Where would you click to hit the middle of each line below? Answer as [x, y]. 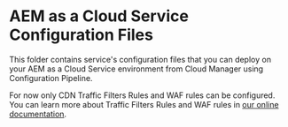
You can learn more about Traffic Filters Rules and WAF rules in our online [144, 104]
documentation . [38, 114]
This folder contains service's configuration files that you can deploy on [140, 59]
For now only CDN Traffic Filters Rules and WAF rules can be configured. [142, 95]
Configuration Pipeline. [51, 78]
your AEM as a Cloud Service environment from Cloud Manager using [136, 69]
